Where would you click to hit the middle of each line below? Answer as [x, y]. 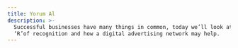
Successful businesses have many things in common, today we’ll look [118, 27]
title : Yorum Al [31, 14]
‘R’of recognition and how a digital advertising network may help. [117, 34]
